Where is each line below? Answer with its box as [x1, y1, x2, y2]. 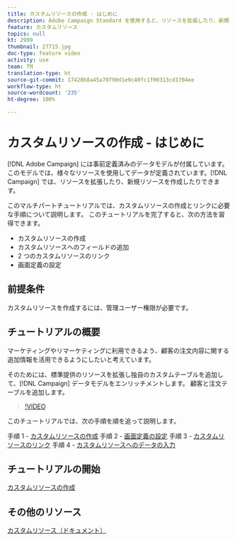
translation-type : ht [7, 69, 71, 76]
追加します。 [31, 387, 69, 397]
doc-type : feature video [7, 50, 81, 57]
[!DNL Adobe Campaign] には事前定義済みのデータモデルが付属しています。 [7, 159, 229, 168]
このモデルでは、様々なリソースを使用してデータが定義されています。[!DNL [7, 168, 228, 177]
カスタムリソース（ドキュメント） [7, 526, 107, 535]
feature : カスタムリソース [7, 23, 78, 30]
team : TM [7, 63, 33, 70]
